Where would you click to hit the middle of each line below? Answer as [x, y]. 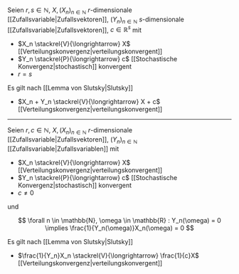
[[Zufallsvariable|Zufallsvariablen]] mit [63, 149]
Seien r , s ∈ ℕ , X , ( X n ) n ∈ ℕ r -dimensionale [70, 11]
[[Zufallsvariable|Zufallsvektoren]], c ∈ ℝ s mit [75, 29]
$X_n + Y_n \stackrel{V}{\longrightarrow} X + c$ [89, 102]
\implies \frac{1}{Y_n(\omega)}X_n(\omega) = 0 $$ [119, 228]
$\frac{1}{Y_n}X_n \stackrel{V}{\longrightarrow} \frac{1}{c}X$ [108, 255]
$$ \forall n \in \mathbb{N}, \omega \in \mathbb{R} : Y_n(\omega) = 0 [119, 220]
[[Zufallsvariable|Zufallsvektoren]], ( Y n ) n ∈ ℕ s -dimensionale [96, 20]
